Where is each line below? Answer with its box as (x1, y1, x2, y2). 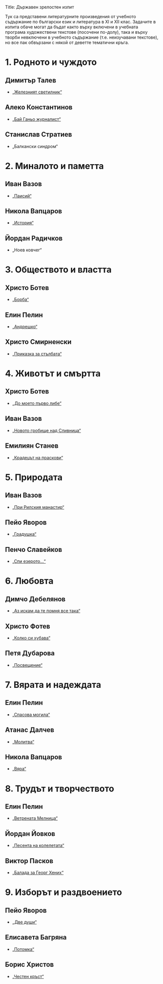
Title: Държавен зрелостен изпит (5, 4, 74, 10)
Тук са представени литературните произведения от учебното (5, 14, 136, 19)
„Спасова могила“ (12, 711, 50, 718)
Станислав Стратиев (5, 131, 72, 139)
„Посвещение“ (12, 662, 43, 668)
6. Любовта (5, 575, 54, 587)
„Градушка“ (12, 531, 37, 537)
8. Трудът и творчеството (5, 783, 115, 794)
